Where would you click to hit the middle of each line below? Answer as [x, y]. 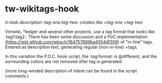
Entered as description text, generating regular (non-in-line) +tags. [72, 47]
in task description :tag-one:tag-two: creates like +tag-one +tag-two [74, 22]
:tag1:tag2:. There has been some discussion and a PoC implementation [76, 37]
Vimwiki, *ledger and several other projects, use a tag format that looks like [80, 31]
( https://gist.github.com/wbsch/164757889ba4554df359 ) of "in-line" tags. [79, 41]
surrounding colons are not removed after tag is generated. [64, 61]
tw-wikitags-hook [42, 9]
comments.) [17, 76]
